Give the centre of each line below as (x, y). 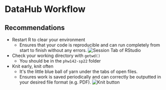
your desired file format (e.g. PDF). (55, 82)
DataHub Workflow (45, 9)
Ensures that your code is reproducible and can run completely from (90, 45)
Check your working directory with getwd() (56, 55)
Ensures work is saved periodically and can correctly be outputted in (90, 77)
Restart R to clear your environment (48, 39)
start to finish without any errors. (53, 50)
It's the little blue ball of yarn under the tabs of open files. (78, 71)
